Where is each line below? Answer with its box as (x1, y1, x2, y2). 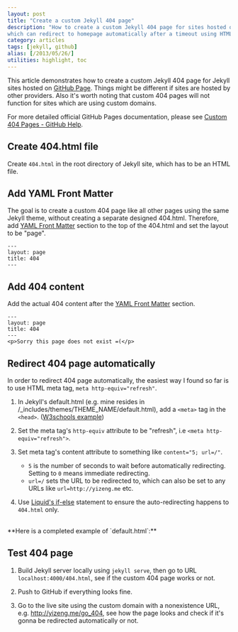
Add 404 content (7, 280, 85, 293)
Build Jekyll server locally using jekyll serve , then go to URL (17, 566, 197, 574)
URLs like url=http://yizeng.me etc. (28, 484, 134, 492)
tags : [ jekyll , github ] (7, 43, 78, 50)
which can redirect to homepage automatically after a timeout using (7, 30, 217, 38)
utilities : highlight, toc (7, 57, 87, 64)
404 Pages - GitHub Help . (7, 120, 84, 129)
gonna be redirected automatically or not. (17, 616, 139, 625)
